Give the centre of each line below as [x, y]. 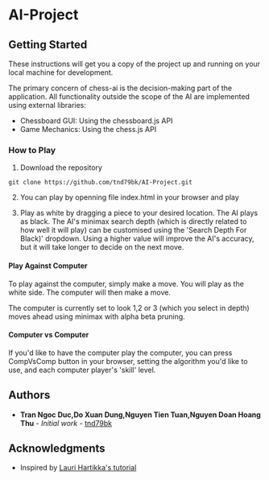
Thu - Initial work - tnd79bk [66, 423]
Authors [29, 395]
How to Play [32, 150]
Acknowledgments [57, 448]
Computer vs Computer [49, 335]
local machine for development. [61, 72]
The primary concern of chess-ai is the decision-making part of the [120, 88]
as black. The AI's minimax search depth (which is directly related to [133, 221]
